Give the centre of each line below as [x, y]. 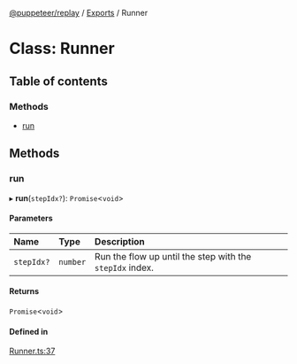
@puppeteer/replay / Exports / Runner [79, 13]
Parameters [31, 218]
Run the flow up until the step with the [173, 256]
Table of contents [58, 81]
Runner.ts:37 [32, 351]
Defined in [29, 331]
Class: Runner [62, 49]
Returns [24, 291]
